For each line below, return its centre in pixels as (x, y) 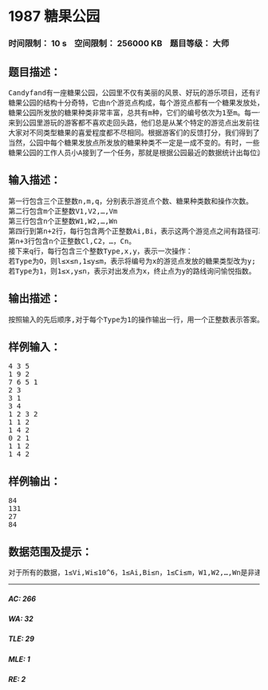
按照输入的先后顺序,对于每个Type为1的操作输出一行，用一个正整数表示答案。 (136, 319)
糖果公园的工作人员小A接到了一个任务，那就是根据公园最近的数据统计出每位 (133, 152)
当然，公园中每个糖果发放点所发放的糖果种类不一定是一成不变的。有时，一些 (134, 142)
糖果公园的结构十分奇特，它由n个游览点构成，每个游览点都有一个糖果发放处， (136, 102)
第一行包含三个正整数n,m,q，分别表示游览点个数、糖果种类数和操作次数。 (131, 201)
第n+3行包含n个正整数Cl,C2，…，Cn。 (72, 241)
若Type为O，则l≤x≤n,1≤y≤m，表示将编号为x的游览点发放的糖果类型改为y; (132, 261)
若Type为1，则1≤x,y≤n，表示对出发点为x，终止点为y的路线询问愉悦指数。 (132, 271)
